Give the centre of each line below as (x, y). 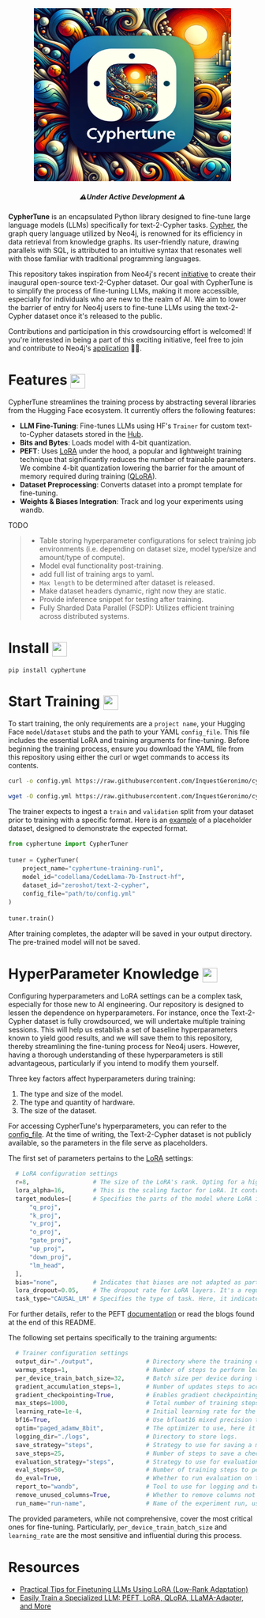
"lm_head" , (47, 1265)
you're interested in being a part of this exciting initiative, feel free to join (126, 339)
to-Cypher (36, 434)
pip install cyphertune (47, 670)
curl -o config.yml (40, 781)
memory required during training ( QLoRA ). (88, 476)
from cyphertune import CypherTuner (68, 843)
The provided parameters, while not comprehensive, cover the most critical (131, 1518)
